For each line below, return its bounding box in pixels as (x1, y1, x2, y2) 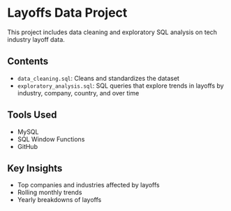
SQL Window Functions (17, 134, 85, 143)
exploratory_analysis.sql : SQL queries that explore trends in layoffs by (17, 81, 225, 90)
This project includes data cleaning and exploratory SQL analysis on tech (7, 28, 218, 36)
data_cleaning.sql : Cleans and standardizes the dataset (17, 74, 180, 82)
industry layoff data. (7, 35, 65, 43)
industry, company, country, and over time (17, 88, 140, 97)
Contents (7, 56, 49, 68)
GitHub (17, 142, 38, 150)
